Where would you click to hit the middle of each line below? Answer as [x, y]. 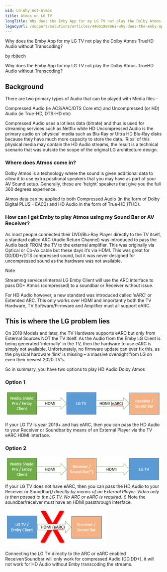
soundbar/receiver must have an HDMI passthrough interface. [69, 502]
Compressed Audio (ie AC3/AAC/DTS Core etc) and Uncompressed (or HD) [83, 108]
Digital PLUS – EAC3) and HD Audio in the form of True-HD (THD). [73, 204]
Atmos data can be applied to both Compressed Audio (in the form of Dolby [83, 199]
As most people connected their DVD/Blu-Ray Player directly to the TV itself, [83, 234]
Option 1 [15, 382]
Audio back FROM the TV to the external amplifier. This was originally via [80, 245]
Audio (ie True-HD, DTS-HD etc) [38, 114]
